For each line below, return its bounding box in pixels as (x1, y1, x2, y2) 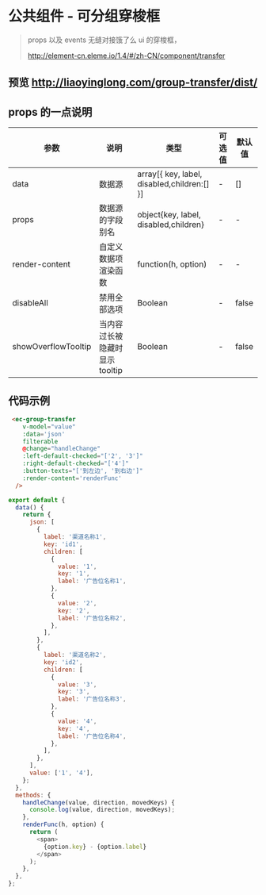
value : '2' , (58, 599, 97, 607)
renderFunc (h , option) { (22, 820, 104, 829)
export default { (8, 496, 66, 504)
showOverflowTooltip (12, 341, 92, 352)
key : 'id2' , (43, 658, 83, 666)
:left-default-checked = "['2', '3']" (22, 452, 144, 460)
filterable (22, 437, 59, 445)
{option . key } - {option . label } (43, 843, 147, 851)
